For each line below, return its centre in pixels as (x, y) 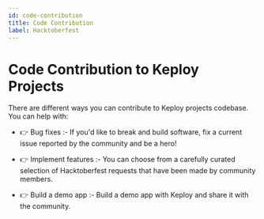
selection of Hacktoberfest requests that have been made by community (138, 171)
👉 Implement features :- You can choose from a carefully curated (127, 160)
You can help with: (38, 116)
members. (36, 179)
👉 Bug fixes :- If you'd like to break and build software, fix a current (131, 132)
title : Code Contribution (51, 23)
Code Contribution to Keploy (104, 69)
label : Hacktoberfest (44, 30)
